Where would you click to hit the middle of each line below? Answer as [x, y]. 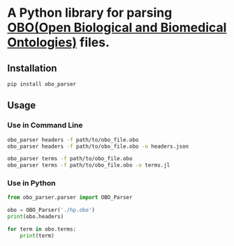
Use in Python [31, 183]
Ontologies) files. [59, 43]
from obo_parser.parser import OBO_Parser [70, 198]
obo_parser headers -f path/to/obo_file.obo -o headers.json [98, 146]
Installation [32, 68]
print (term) [37, 236]
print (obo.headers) [36, 217]
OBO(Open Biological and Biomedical [117, 28]
